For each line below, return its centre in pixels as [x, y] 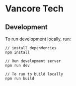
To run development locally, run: [38, 39]
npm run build [20, 79]
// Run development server [33, 61]
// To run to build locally [34, 74]
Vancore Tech [34, 9]
